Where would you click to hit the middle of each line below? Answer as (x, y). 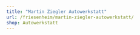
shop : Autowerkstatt (32, 23)
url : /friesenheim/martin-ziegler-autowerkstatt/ (70, 17)
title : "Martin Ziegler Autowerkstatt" (57, 12)
